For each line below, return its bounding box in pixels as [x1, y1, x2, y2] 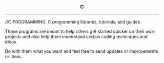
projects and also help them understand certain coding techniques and [5, 34, 148, 40]
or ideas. [5, 54, 23, 60]
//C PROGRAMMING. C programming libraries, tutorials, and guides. [5, 19, 142, 25]
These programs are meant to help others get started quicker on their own [5, 28, 155, 35]
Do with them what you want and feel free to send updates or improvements [5, 48, 158, 54]
